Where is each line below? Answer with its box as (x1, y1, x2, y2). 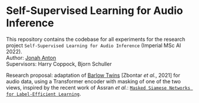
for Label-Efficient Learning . (6, 90, 81, 97)
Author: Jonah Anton (6, 54, 57, 61)
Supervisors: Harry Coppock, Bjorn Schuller (6, 60, 112, 68)
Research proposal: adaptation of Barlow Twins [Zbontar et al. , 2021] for (6, 72, 180, 79)
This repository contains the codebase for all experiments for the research (6, 35, 186, 42)
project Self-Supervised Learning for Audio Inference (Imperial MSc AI (6, 42, 181, 49)
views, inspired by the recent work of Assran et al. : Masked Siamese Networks (6, 84, 191, 91)
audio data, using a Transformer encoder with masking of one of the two (6, 77, 181, 85)
